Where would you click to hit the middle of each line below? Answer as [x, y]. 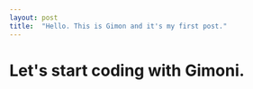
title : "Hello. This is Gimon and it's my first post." [118, 26]
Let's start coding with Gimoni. [127, 71]
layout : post [34, 18]
